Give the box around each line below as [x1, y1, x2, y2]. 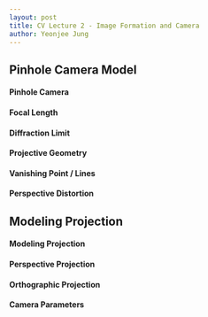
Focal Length [9, 107, 58, 118]
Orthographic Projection [9, 279, 101, 290]
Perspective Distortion [9, 188, 95, 199]
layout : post [9, 12, 58, 22]
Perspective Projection [9, 259, 96, 269]
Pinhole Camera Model [9, 62, 137, 77]
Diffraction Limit [9, 128, 71, 138]
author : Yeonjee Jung [9, 29, 89, 38]
